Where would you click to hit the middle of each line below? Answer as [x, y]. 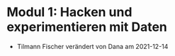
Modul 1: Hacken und [69, 12]
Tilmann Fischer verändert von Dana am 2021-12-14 [92, 46]
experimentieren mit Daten [87, 27]
